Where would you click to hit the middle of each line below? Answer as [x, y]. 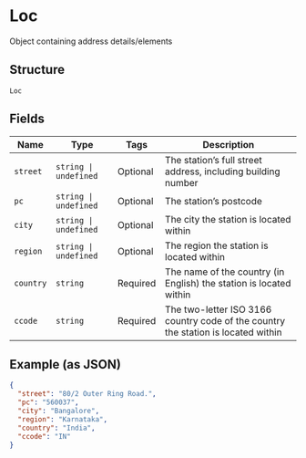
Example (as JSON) [65, 364]
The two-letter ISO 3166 [219, 309]
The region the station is [217, 245]
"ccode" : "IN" [44, 436]
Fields [27, 119]
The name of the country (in [225, 272]
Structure [37, 70]
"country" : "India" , [56, 428]
